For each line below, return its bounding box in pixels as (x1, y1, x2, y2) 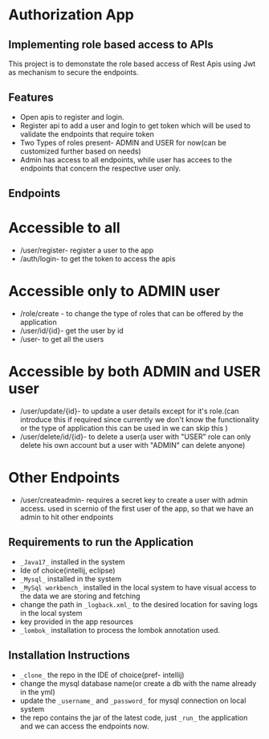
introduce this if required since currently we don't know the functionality (19, 415, 259, 425)
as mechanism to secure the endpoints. (8, 68, 139, 77)
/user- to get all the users (19, 335, 104, 344)
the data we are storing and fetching (19, 591, 141, 601)
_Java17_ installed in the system (19, 556, 126, 566)
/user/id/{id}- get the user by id (19, 326, 124, 335)
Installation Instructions (8, 649, 131, 663)
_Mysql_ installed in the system (19, 573, 122, 584)
